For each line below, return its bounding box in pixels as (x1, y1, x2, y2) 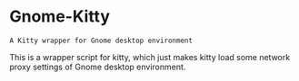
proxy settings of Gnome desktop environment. (9, 61, 186, 72)
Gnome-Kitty (9, 6, 111, 27)
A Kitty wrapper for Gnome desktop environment (9, 36, 194, 45)
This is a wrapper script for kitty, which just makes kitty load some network (9, 51, 291, 62)
